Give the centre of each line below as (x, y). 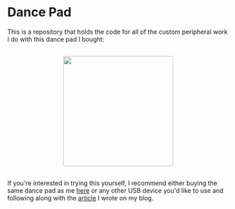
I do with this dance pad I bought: (56, 39)
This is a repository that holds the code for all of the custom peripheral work (118, 32)
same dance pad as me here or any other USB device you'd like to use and (115, 190)
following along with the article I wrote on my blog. (81, 198)
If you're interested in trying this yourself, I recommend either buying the (113, 183)
